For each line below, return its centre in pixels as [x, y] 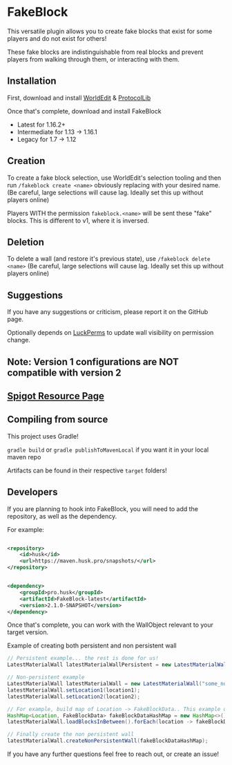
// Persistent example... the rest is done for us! [83, 658]
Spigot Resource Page [56, 396]
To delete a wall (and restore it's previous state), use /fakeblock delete [109, 259]
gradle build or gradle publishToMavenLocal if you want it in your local [108, 450]
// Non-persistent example [46, 678]
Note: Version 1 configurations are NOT [93, 361]
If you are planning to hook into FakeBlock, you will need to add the [103, 508]
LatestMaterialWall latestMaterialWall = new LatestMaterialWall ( [105, 684]
